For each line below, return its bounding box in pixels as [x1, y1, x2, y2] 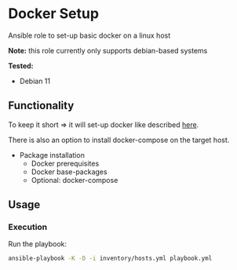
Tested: [8, 60, 34, 71]
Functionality [8, 99, 75, 112]
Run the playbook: [8, 239, 67, 249]
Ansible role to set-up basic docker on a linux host [8, 31, 171, 40]
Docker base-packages [31, 166, 108, 177]
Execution [8, 221, 48, 232]
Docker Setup [8, 5, 100, 23]
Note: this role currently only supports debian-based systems [8, 46, 208, 55]
